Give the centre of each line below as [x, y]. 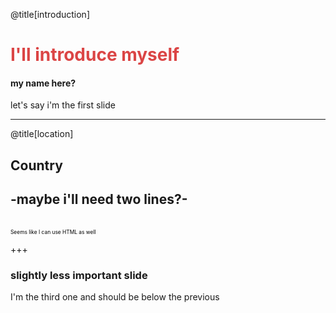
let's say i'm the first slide [63, 105]
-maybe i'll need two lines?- [99, 199]
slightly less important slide [79, 275]
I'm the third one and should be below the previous [115, 296]
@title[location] [42, 134]
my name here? [43, 83]
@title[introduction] [50, 14]
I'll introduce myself [95, 55]
